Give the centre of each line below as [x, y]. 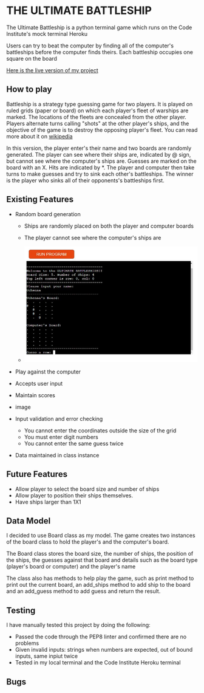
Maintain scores [35, 395]
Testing [21, 610]
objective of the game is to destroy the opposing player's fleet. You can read [102, 130]
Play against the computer [48, 372]
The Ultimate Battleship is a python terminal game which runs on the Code [99, 27]
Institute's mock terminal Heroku [47, 33]
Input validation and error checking [59, 418]
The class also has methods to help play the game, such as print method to [100, 578]
